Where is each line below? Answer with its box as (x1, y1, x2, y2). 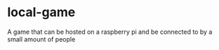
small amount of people (7, 35, 76, 43)
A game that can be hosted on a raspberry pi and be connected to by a (7, 27, 213, 36)
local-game (7, 4, 76, 20)
